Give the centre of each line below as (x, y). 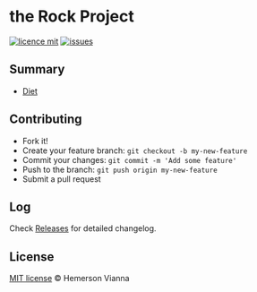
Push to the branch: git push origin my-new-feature (120, 169)
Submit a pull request (61, 179)
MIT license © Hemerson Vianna (69, 279)
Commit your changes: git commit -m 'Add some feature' (129, 159)
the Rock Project (72, 17)
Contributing (46, 120)
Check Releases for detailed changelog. (83, 228)
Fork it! (35, 141)
